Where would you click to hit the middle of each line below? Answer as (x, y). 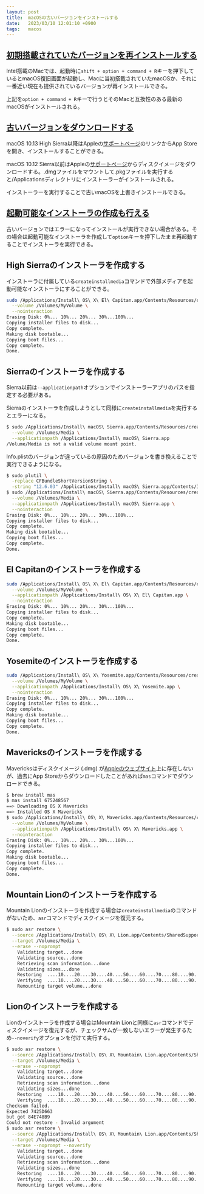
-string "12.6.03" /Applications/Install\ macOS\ (76, 487)
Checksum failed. (28, 1106)
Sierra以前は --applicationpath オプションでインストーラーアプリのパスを (98, 388)
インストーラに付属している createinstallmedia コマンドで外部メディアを (97, 281)
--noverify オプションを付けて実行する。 (63, 1038)
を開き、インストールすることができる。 (57, 151)
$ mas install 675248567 (38, 801)
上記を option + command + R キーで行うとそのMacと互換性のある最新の (95, 99)
